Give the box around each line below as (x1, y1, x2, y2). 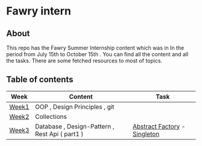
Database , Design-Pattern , (35, 122, 115, 130)
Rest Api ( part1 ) (35, 130, 84, 138)
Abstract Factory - (132, 122, 186, 130)
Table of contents (6, 74, 73, 85)
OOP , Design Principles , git (35, 103, 115, 111)
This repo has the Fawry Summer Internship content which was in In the (6, 44, 185, 51)
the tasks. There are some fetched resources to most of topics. (6, 57, 162, 64)
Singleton (132, 130, 160, 138)
